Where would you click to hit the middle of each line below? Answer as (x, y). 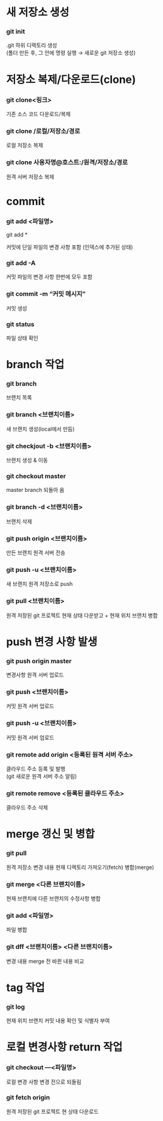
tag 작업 (25, 987)
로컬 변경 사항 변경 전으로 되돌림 (44, 1082)
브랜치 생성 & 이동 (27, 460)
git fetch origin (28, 1098)
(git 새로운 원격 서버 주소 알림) (42, 776)
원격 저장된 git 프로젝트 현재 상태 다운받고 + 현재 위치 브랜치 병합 (82, 615)
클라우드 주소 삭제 (27, 808)
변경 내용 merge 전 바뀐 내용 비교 (45, 961)
